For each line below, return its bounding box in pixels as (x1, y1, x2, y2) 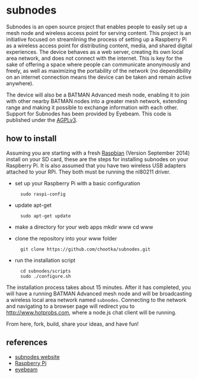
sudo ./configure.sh (20, 273, 71, 279)
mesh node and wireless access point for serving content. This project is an (6, 29, 191, 36)
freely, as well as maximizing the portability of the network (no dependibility (6, 67, 191, 74)
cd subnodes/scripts (20, 268, 71, 274)
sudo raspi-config (20, 191, 66, 197)
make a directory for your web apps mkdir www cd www (14, 223, 154, 230)
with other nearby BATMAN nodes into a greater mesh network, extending (6, 97, 187, 104)
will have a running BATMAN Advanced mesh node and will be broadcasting (6, 290, 192, 297)
